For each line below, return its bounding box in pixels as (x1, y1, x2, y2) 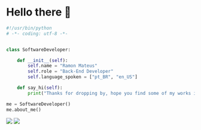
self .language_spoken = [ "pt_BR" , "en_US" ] (28, 74, 138, 80)
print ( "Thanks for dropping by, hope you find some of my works (28, 90, 191, 96)
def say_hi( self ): (17, 85, 63, 91)
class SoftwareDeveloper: (6, 47, 71, 52)
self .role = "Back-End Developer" (28, 69, 114, 75)
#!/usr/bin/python (6, 25, 52, 31)
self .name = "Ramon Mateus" (28, 63, 98, 69)
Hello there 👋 (6, 5, 72, 19)
